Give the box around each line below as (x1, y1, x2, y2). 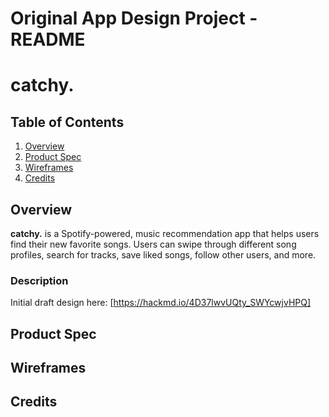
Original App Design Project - (10, 7, 258, 30)
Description (10, 273, 69, 287)
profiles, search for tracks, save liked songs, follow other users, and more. (10, 249, 317, 261)
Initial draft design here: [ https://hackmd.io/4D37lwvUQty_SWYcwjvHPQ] (10, 297, 312, 309)
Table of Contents (10, 113, 125, 131)
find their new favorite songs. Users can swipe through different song (10, 238, 297, 250)
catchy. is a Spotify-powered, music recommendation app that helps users (10, 228, 320, 239)
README (10, 28, 86, 51)
